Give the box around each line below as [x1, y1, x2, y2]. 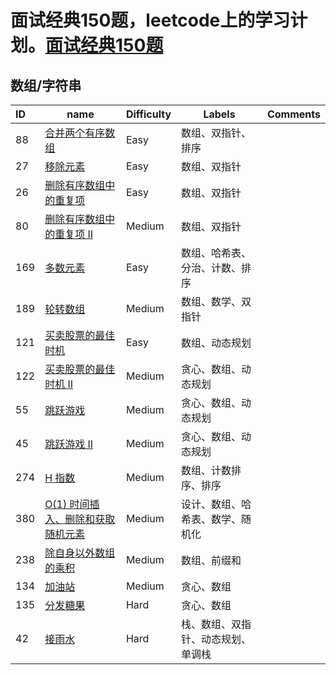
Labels [203, 107, 236, 121]
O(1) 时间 [44, 497, 90, 511]
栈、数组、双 [181, 617, 242, 631]
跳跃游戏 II [44, 437, 94, 451]
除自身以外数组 [44, 546, 116, 560]
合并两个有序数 [44, 126, 116, 140]
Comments [266, 107, 321, 121]
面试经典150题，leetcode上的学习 [10, 9, 291, 32]
